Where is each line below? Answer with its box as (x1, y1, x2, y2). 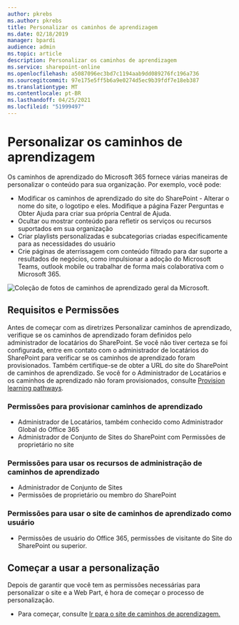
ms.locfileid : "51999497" (7, 103, 84, 110)
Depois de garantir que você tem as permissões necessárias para (7, 581, 201, 589)
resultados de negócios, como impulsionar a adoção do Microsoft (17, 254, 212, 263)
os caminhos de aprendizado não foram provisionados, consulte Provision (7, 376, 225, 385)
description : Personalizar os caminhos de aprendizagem (7, 57, 177, 64)
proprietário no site (17, 440, 74, 449)
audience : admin (7, 43, 56, 51)
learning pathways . (7, 383, 64, 392)
